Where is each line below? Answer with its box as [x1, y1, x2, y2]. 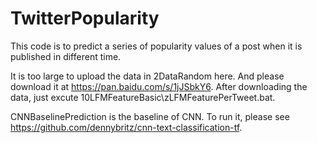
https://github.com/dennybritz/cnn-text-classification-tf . [10, 121, 243, 133]
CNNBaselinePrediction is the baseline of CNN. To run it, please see [10, 110, 290, 122]
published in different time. [10, 50, 122, 62]
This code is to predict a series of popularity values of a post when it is [10, 40, 303, 52]
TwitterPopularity [10, 7, 160, 30]
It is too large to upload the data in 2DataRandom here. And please [10, 70, 285, 82]
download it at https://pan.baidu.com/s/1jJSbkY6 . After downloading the [10, 80, 308, 92]
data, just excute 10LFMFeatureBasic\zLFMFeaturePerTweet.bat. [10, 91, 276, 103]
